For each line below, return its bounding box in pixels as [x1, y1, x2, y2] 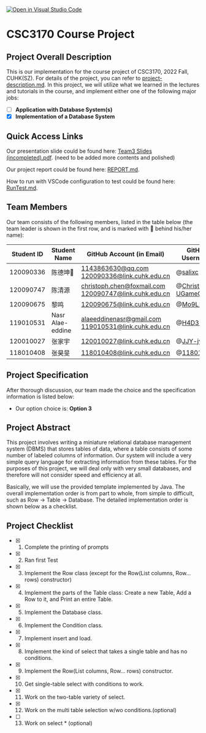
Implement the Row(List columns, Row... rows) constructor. [24, 667, 174, 675]
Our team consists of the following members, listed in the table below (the [6, 218, 193, 225]
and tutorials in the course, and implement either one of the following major [6, 88, 197, 95]
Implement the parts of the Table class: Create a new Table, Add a [24, 589, 192, 597]
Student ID [11, 249, 44, 258]
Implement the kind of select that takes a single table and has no [24, 648, 188, 655]
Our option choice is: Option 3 [15, 405, 92, 412]
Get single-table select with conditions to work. [24, 680, 144, 688]
